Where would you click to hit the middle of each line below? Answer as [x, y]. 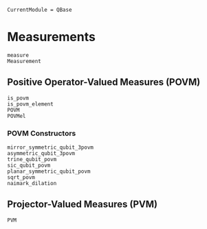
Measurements [52, 37]
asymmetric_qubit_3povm [41, 154]
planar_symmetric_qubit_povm [49, 171]
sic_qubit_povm [29, 166]
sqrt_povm [21, 178]
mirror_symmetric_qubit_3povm [51, 147]
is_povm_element [30, 104]
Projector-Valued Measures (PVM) [83, 205]
